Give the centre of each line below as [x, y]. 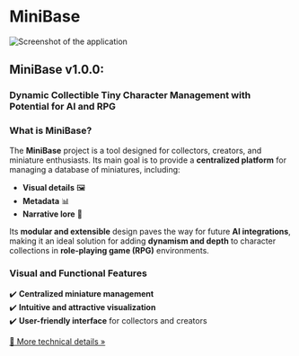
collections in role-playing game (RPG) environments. [109, 250]
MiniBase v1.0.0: [57, 70]
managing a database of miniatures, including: [95, 169]
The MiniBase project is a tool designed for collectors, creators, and [136, 150]
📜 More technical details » [57, 341]
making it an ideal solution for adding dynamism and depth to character [143, 241]
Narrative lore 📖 [52, 214]
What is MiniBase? [51, 130]
